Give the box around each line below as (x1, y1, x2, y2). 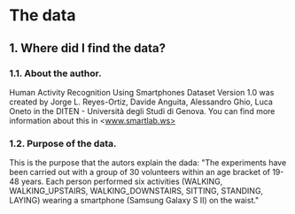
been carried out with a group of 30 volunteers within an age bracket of (9, 167, 270, 178)
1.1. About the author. (9, 67, 102, 80)
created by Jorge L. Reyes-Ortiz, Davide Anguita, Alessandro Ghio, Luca (9, 96, 273, 107)
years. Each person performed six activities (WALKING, (20, 176, 223, 187)
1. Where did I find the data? (9, 41, 167, 56)
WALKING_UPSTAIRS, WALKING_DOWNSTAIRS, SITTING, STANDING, (9, 186, 264, 196)
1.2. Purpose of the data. (9, 137, 117, 149)
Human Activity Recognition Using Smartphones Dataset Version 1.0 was (9, 87, 275, 97)
